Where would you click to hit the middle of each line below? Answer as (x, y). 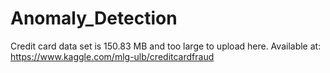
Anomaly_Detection (94, 18)
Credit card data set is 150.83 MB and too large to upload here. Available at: (166, 46)
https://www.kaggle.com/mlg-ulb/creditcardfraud (112, 56)
